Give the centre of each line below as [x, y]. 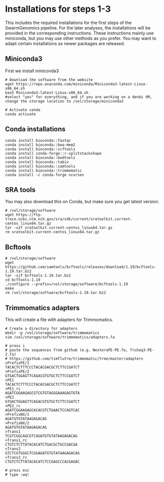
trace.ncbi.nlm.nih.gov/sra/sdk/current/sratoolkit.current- [69, 219]
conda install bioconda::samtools [40, 166]
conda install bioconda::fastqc [38, 140]
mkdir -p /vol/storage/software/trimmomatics [52, 333]
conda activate [21, 114]
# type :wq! [17, 475]
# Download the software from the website [49, 80]
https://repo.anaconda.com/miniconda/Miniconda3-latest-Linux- [82, 84]
